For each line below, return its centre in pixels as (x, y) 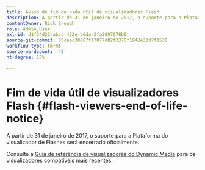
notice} (25, 119)
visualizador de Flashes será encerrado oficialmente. (73, 142)
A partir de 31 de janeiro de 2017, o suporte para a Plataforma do (87, 135)
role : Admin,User (28, 29)
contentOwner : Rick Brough (41, 23)
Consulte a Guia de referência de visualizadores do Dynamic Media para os (101, 154)
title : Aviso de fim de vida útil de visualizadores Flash (83, 12)
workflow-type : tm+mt (34, 46)
